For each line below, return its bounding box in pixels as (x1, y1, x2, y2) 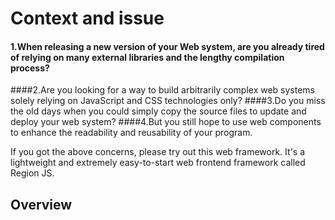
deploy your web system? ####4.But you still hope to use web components (10, 116, 322, 128)
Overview (10, 196, 73, 213)
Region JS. (10, 167, 55, 179)
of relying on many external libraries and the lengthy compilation (10, 51, 285, 63)
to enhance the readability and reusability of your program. (10, 127, 253, 139)
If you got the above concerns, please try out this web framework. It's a (10, 146, 306, 158)
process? (10, 62, 50, 74)
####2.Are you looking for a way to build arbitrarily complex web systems (10, 84, 316, 96)
